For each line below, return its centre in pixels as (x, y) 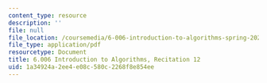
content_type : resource (48, 15)
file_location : (33, 38)
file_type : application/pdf (55, 45)
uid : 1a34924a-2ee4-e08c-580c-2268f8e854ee (81, 67)
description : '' (35, 23)
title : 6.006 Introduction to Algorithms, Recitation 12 (104, 60)
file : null (26, 30)
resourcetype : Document (48, 52)
